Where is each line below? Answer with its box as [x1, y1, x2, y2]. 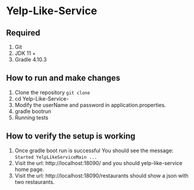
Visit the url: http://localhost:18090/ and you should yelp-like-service [14, 159, 183, 166]
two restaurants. [14, 178, 55, 185]
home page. [14, 166, 44, 173]
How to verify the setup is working [6, 131, 135, 141]
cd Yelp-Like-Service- [14, 95, 69, 102]
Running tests [14, 114, 48, 121]
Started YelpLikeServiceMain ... [14, 154, 98, 160]
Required [6, 28, 40, 38]
